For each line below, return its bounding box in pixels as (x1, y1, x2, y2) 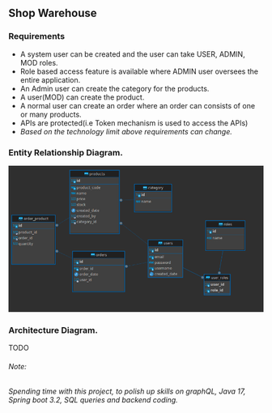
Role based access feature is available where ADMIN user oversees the (19, 66, 259, 76)
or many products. (19, 109, 83, 119)
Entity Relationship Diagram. (8, 147, 123, 158)
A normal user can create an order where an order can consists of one (19, 100, 256, 110)
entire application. (19, 75, 81, 84)
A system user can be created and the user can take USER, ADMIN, (19, 49, 245, 59)
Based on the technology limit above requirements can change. (19, 126, 233, 136)
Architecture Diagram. (8, 324, 99, 335)
